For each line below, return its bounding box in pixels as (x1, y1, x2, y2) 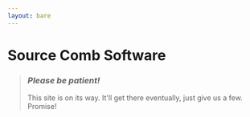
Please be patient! (27, 75, 100, 86)
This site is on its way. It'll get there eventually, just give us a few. (27, 93, 243, 103)
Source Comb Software (7, 46, 166, 64)
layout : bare (7, 11, 51, 20)
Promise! (27, 102, 57, 111)
